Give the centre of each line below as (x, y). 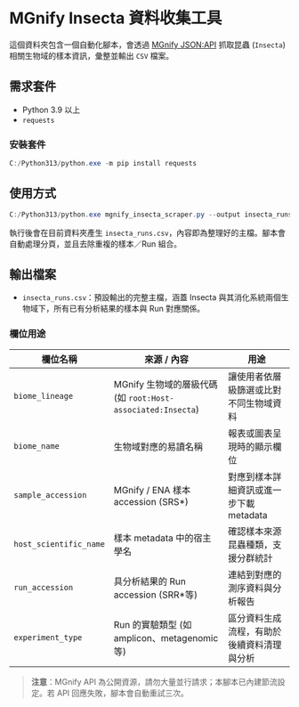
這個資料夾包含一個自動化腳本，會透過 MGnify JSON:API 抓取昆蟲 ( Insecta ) (148, 45)
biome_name (36, 446)
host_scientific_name (59, 544)
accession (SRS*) (151, 501)
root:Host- (152, 398)
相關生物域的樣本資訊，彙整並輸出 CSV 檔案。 (92, 55)
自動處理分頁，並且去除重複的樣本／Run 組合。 (96, 244)
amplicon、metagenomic (166, 638)
